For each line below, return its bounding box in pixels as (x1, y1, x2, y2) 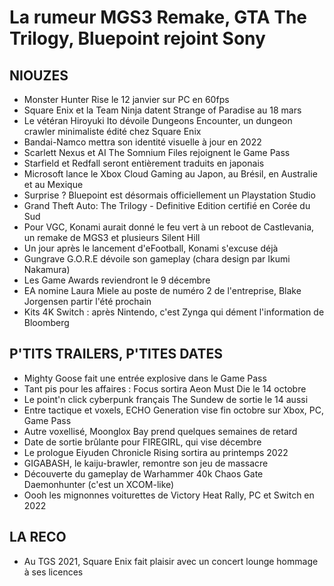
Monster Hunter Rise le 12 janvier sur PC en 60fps (23, 94, 230, 105)
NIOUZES (9, 67, 69, 84)
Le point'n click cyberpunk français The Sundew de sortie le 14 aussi (23, 393, 309, 405)
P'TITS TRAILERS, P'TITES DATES (9, 346, 223, 363)
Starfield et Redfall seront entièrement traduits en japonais (23, 157, 265, 169)
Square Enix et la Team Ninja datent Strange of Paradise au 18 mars (23, 104, 302, 116)
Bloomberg (23, 317, 70, 328)
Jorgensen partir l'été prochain (23, 296, 152, 307)
